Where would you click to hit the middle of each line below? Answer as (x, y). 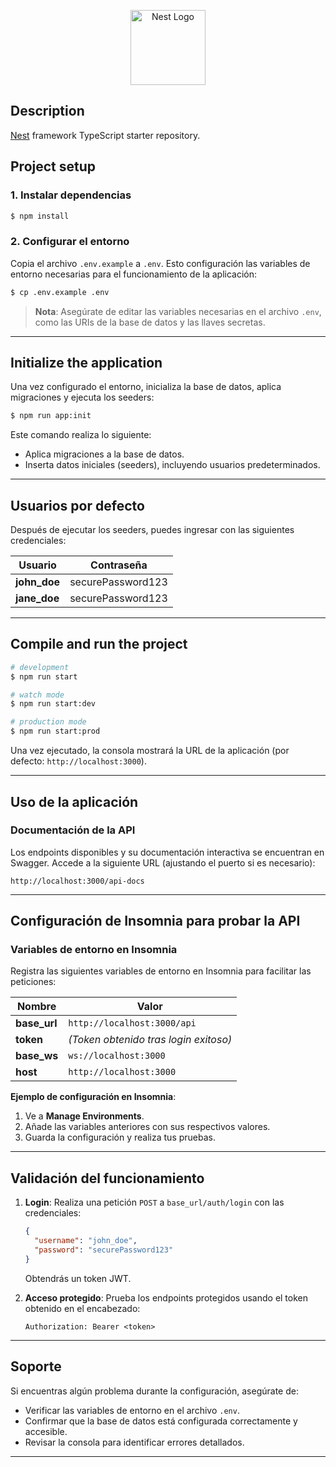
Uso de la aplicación (74, 801)
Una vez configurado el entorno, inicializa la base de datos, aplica (146, 387)
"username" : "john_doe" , (86, 1241)
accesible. (46, 1431)
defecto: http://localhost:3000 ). (78, 761)
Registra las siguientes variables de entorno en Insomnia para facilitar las (161, 971)
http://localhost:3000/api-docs (77, 881)
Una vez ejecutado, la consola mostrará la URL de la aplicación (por (150, 751)
